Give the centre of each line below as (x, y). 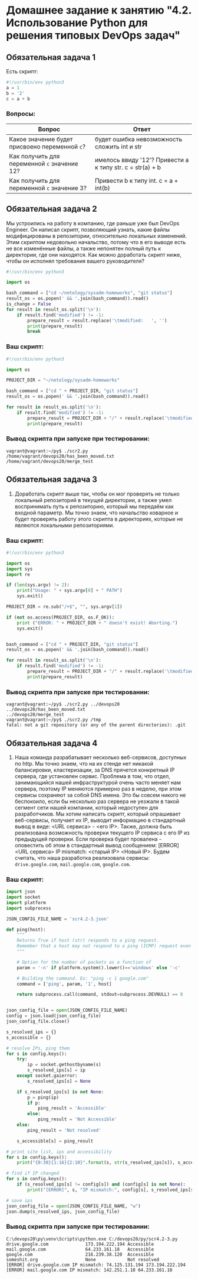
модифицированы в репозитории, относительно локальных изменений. (97, 236)
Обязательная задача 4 (52, 743)
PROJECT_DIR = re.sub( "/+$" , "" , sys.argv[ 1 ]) (64, 607)
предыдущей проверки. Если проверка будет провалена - (88, 839)
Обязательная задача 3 (52, 480)
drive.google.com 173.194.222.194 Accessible (80, 1244)
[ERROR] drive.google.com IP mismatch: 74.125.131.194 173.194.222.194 (96, 1265)
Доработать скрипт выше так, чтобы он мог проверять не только (97, 494)
